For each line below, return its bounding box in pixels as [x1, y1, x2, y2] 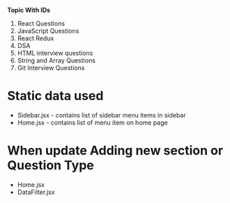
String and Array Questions [17, 56, 96, 65]
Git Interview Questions [17, 64, 85, 72]
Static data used [7, 88, 104, 104]
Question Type [7, 158, 94, 173]
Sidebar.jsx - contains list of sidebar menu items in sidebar [17, 111, 186, 119]
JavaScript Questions [17, 27, 79, 35]
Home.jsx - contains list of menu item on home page [17, 118, 169, 127]
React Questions [17, 19, 65, 27]
